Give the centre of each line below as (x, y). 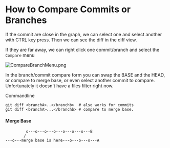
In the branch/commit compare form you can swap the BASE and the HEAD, (85, 75)
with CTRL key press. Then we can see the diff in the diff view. (71, 40)
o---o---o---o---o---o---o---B (59, 132)
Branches (26, 20)
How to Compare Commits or (68, 9)
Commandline (20, 95)
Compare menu (20, 55)
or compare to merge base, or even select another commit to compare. (80, 80)
